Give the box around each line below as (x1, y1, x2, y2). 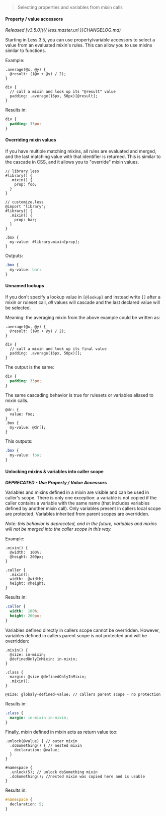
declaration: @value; (14, 747, 59, 753)
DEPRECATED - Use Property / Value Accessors (5, 480, 107, 486)
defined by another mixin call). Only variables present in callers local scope (5, 505, 161, 512)
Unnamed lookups (5, 283, 44, 289)
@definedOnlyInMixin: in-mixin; (10, 656, 78, 661)
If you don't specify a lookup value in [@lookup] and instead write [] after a (5, 294, 161, 300)
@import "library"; (5, 204, 46, 209)
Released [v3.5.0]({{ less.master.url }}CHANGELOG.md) (5, 27, 121, 33)
